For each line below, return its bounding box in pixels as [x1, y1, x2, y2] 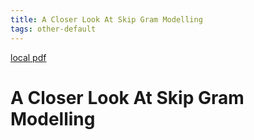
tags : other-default [10, 24, 97, 34]
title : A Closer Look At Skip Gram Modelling [10, 14, 203, 25]
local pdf [10, 51, 47, 63]
